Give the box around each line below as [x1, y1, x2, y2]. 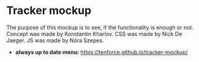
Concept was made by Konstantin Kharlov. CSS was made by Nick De [6, 30, 182, 37]
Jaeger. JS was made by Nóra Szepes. [6, 36, 104, 44]
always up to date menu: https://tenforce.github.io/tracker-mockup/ [15, 48, 188, 55]
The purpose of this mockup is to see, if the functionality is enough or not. [6, 24, 194, 31]
